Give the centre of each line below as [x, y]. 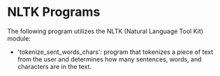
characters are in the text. [54, 66]
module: [19, 38]
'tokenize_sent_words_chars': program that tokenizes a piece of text [115, 52]
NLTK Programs [54, 12]
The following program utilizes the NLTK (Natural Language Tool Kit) [105, 31]
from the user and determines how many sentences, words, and [109, 59]
